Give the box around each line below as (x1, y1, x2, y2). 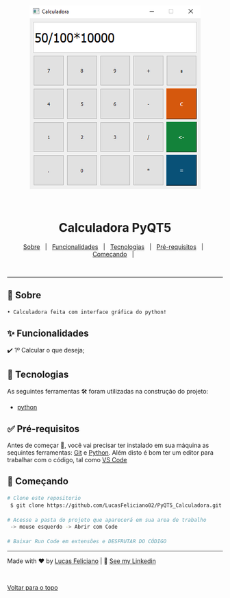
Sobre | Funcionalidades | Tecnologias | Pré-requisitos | (23, 242, 204, 251)
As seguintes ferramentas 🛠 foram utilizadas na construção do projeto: (7, 387, 209, 396)
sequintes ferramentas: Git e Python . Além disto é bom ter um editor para (7, 449, 214, 457)
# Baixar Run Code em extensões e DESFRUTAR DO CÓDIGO (7, 538, 167, 545)
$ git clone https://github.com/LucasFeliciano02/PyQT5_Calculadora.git (10, 502, 222, 509)
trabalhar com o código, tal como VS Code (7, 456, 128, 464)
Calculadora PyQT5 (58, 220, 172, 236)
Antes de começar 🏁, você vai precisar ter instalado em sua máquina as (7, 441, 209, 450)
